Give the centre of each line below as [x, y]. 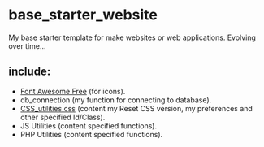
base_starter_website [83, 15]
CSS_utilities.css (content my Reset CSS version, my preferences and [136, 108]
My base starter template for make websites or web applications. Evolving [132, 37]
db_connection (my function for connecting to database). [116, 100]
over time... [27, 45]
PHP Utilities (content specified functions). [91, 134]
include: [30, 72]
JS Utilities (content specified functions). [88, 125]
